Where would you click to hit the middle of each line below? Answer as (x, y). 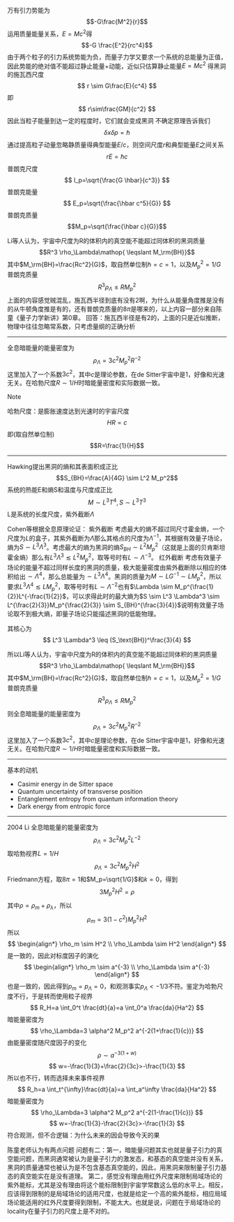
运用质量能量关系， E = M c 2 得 (50, 33)
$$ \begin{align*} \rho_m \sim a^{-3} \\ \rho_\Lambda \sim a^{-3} (117, 967)
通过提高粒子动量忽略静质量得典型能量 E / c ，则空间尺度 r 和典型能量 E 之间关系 (116, 145)
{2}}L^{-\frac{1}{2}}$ (37, 597)
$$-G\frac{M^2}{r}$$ (117, 22)
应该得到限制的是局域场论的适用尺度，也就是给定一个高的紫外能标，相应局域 (117, 1193)
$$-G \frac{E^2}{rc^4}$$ (117, 45)
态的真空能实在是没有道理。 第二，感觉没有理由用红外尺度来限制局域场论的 (115, 1176)
